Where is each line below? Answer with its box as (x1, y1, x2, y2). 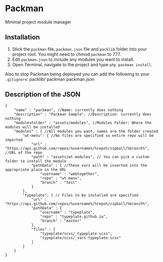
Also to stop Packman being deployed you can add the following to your (5, 71, 150, 77)
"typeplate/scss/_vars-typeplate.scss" (40, 235, 121, 240)
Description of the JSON (5, 91, 81, 99)
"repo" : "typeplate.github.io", (40, 214, 108, 219)
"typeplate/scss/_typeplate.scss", (40, 231, 112, 236)
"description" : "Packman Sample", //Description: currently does (14, 112, 152, 117)
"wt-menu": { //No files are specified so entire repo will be (22, 133, 154, 138)
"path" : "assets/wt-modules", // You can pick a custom (31, 154, 150, 159)
